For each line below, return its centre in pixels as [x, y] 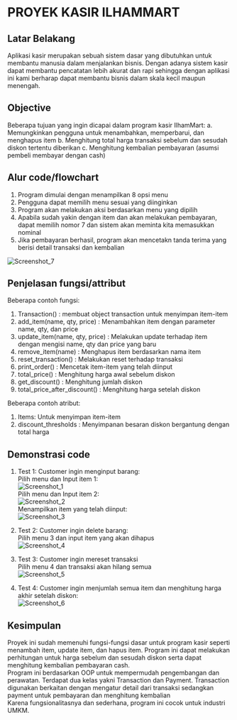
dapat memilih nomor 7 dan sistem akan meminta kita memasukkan [116, 225]
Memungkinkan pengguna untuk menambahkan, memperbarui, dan [106, 133]
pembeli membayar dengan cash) [56, 155]
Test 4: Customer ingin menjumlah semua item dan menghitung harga [120, 588]
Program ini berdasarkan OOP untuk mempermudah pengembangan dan [114, 673]
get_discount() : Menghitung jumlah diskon [80, 382]
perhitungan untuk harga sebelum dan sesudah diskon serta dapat [105, 658]
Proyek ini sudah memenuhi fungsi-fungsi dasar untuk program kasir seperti [119, 643]
